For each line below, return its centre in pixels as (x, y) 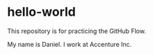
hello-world (42, 12)
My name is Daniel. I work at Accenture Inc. (70, 44)
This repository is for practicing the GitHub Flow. (76, 31)
